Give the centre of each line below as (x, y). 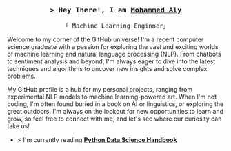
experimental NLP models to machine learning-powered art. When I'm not (112, 97)
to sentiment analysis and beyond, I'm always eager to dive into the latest (111, 61)
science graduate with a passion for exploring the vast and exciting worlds (113, 47)
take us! (18, 126)
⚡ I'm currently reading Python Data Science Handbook (97, 140)
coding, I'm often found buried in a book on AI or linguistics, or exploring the (115, 104)
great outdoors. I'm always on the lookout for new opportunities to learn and (115, 112)
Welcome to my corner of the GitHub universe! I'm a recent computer (106, 39)
